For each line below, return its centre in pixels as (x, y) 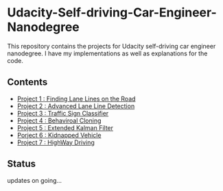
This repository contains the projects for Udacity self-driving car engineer (111, 46)
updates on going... (35, 180)
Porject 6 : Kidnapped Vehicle (59, 135)
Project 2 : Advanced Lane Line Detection (76, 106)
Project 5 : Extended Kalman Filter (65, 127)
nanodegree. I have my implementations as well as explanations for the (107, 53)
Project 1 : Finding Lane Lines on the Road (76, 99)
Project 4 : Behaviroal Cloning (59, 120)
